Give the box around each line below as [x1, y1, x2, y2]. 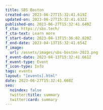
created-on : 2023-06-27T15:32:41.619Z [5, 12, 87, 17]
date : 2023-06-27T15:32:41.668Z [5, 78, 73, 83]
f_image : [5, 45, 24, 50]
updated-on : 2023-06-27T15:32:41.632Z [5, 17, 87, 22]
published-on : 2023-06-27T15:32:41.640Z [5, 21, 92, 27]
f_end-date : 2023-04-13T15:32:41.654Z [5, 41, 87, 46]
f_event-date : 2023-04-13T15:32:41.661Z [5, 54, 92, 60]
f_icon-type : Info [5, 64, 44, 69]
